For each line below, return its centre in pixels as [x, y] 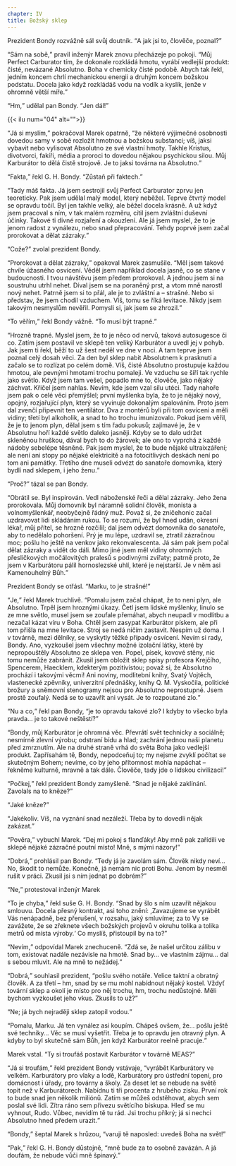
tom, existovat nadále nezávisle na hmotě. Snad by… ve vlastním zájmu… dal [118, 954]
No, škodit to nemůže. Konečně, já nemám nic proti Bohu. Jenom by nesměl [117, 868]
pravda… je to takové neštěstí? [52, 718]
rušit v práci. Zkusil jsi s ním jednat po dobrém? [76, 876]
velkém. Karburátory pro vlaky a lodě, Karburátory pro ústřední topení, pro [115, 1075]
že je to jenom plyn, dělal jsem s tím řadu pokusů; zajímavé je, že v [104, 425]
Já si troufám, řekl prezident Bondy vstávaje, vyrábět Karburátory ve [112, 1068]
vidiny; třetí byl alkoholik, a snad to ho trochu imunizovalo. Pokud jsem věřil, [117, 417]
